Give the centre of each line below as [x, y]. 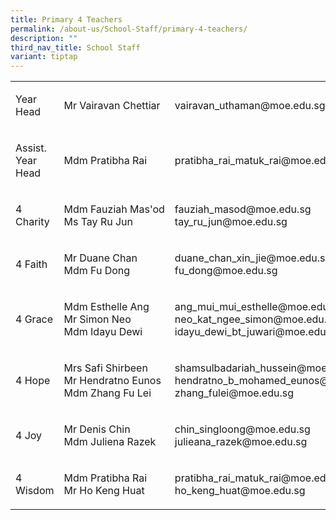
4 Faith [31, 264]
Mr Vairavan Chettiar [112, 106]
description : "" [44, 38]
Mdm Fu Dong [97, 271]
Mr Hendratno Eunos [112, 381]
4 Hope [33, 381]
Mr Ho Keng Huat [104, 491]
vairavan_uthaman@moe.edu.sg [250, 106]
